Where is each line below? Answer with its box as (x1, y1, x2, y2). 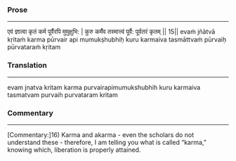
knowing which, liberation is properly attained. (7, 146, 141, 154)
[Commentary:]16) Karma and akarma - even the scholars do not (7, 130, 195, 139)
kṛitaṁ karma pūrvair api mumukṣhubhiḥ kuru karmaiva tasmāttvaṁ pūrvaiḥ (7, 35, 227, 44)
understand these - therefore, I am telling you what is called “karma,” (7, 138, 207, 146)
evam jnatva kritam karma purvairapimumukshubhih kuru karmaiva (7, 83, 201, 91)
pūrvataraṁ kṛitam (7, 43, 61, 51)
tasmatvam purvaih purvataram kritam (7, 90, 118, 99)
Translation (7, 60, 47, 70)
